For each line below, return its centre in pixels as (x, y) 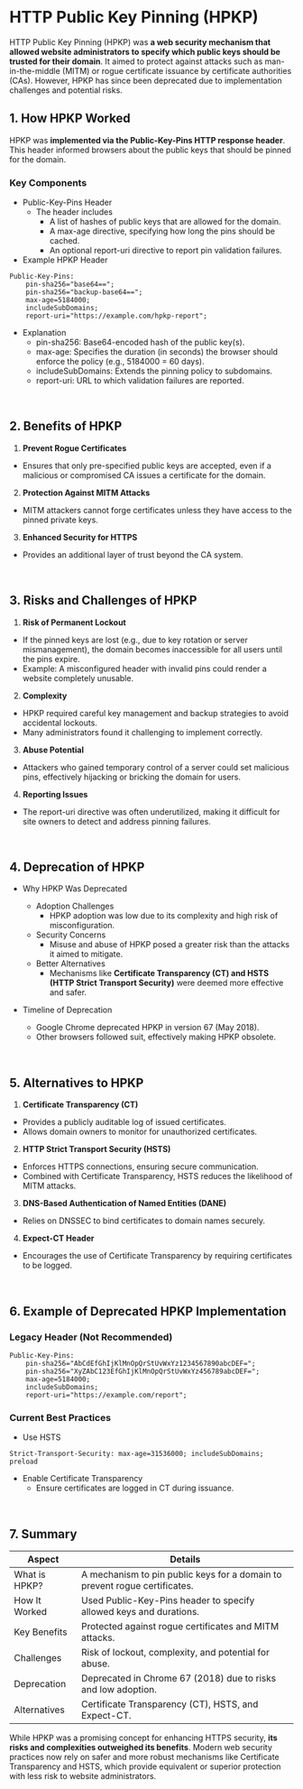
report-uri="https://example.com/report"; (106, 1395)
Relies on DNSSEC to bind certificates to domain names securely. (144, 1221)
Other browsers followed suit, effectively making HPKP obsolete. (156, 1037)
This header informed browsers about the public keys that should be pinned (150, 150)
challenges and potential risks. (66, 90)
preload (24, 1462)
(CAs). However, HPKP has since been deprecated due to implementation (146, 80)
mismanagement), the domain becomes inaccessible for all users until (152, 649)
